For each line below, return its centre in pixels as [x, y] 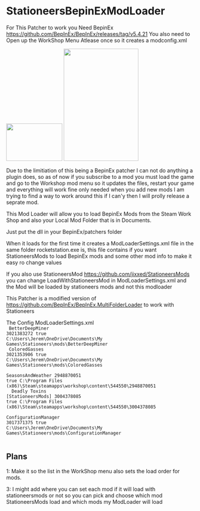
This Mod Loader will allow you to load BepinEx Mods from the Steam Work [99, 214]
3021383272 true [26, 333]
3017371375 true [26, 422]
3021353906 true [26, 354]
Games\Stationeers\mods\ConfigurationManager [64, 433]
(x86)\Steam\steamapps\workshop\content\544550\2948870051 [81, 386]
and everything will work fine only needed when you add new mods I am [96, 189]
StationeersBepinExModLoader [86, 11]
